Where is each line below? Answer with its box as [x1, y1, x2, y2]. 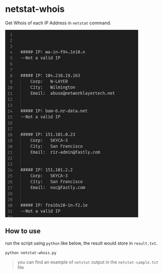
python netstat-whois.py [5, 250, 57, 255]
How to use [5, 227, 41, 235]
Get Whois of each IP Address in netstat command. [5, 20, 111, 26]
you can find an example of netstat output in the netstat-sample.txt [17, 259, 159, 265]
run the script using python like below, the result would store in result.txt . [5, 240, 158, 246]
